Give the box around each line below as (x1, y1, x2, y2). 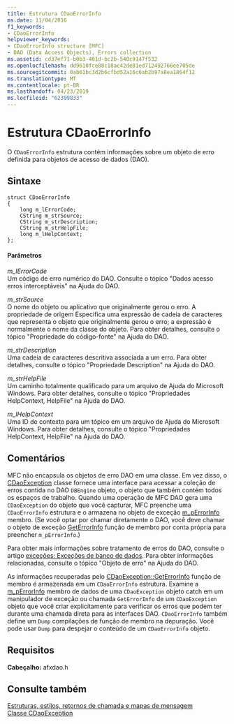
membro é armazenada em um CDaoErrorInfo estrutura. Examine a (7, 579, 199, 588)
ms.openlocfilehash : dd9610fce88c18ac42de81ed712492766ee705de (7, 62, 196, 69)
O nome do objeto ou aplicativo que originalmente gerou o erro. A (7, 302, 196, 311)
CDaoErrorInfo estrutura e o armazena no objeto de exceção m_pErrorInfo (7, 508, 220, 517)
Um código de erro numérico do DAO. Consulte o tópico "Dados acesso (7, 274, 214, 283)
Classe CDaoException (7, 709, 73, 718)
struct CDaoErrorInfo (7, 193, 71, 201)
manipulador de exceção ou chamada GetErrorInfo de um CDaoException (7, 594, 217, 603)
